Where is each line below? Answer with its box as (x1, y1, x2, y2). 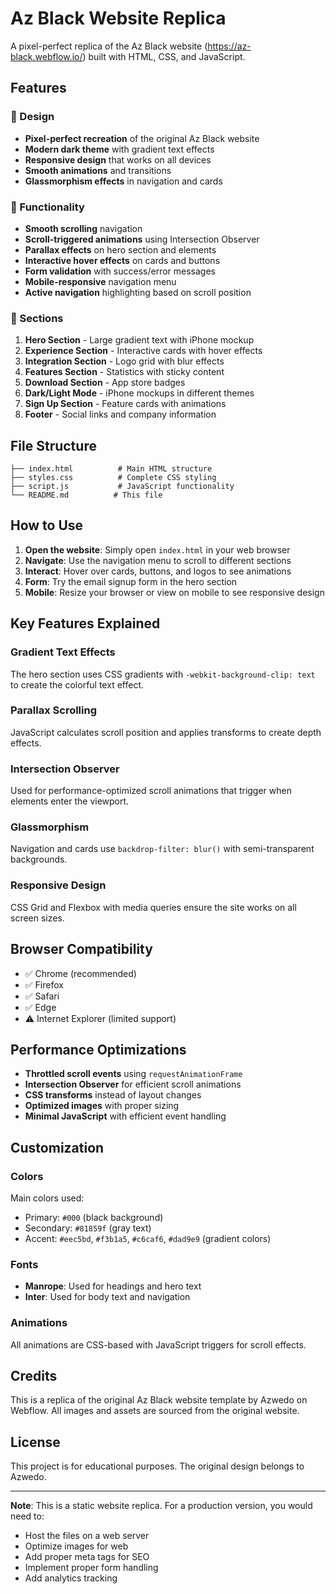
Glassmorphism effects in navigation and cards (24, 175, 223, 187)
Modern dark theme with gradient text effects (24, 143, 215, 155)
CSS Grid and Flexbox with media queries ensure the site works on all (10, 901, 297, 913)
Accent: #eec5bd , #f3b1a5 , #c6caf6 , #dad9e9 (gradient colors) (24, 1233, 272, 1245)
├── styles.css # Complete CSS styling (10, 473, 217, 483)
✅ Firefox (24, 978, 64, 991)
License (10, 1433, 61, 1451)
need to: (10, 1510, 45, 1522)
